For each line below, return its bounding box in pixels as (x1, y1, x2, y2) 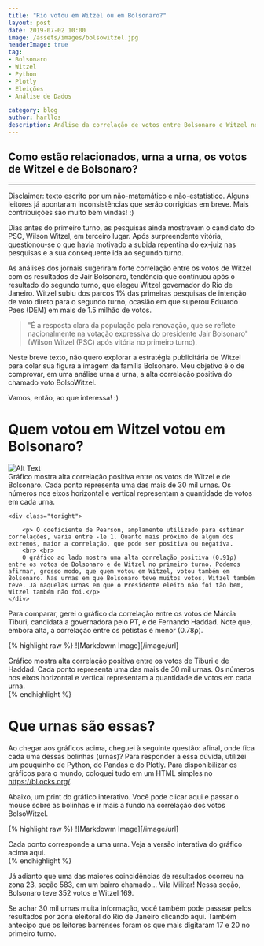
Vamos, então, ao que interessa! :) (8, 393, 119, 402)
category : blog (8, 106, 58, 114)
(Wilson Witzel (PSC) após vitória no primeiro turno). (27, 337, 198, 347)
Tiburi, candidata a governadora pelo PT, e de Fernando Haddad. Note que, (8, 616, 253, 627)
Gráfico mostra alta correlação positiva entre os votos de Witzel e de (8, 471, 231, 481)
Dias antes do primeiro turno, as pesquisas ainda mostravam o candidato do (8, 222, 255, 233)
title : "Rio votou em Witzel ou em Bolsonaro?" (8, 11, 167, 20)
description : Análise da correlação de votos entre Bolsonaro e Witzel (8, 121, 247, 129)
